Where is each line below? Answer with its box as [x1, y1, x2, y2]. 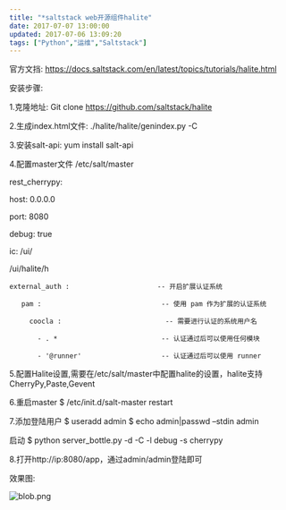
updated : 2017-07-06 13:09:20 [9, 30, 122, 38]
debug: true [9, 229, 53, 240]
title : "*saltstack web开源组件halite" [9, 13, 153, 22]
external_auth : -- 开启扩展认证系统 [9, 283, 223, 292]
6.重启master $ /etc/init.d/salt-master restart [9, 397, 173, 408]
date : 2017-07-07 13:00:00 [9, 21, 110, 30]
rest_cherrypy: [9, 176, 63, 188]
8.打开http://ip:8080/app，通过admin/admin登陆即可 [9, 454, 203, 465]
